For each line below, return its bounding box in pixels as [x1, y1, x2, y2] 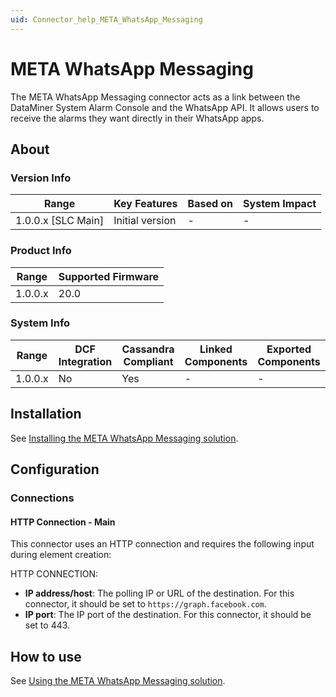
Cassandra [121, 342, 175, 356]
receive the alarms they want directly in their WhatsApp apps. [10, 112, 265, 124]
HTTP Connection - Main [10, 516, 116, 528]
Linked [199, 342, 233, 356]
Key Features [113, 197, 178, 211]
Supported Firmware [58, 269, 160, 283]
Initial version [113, 214, 177, 228]
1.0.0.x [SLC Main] [15, 214, 105, 228]
